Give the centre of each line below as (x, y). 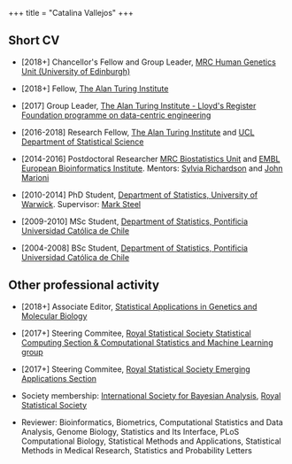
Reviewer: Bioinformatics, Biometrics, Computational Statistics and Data (152, 422)
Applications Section (59, 378)
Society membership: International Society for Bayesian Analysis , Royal (151, 395)
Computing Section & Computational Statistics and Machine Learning (147, 342)
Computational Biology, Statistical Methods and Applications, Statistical (151, 441)
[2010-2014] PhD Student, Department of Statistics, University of (139, 195)
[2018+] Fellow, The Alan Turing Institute (95, 89)
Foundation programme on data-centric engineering (116, 115)
